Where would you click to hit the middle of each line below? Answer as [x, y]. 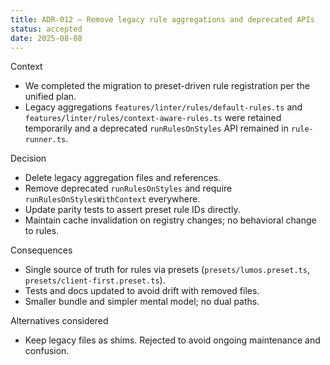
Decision [28, 158]
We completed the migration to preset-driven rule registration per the [167, 86]
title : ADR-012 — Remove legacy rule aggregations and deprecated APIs [162, 19]
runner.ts [45, 140]
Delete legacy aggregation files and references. [123, 178]
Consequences [41, 250]
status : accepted [46, 29]
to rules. [42, 231]
